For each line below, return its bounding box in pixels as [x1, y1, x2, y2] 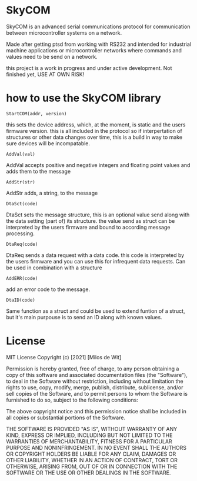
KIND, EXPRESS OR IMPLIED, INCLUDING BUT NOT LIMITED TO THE [6, 432, 173, 439]
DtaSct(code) [6, 201, 38, 206]
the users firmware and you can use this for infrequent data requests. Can [6, 258, 186, 265]
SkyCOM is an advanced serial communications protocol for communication [6, 23, 191, 30]
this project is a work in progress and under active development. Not [6, 64, 172, 71]
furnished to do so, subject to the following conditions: [6, 396, 138, 403]
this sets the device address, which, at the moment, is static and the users [6, 121, 186, 128]
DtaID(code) [6, 297, 35, 303]
